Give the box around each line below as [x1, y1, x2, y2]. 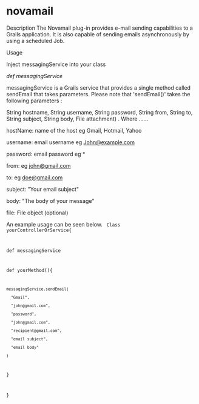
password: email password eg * [6, 150, 86, 157]
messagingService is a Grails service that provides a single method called [6, 84, 191, 91]
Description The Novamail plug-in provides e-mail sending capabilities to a [6, 24, 193, 31]
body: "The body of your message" [6, 197, 95, 204]
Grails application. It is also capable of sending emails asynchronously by [6, 30, 190, 38]
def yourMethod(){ [6, 267, 53, 273]
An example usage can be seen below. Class [6, 220, 121, 228]
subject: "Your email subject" [6, 185, 79, 193]
